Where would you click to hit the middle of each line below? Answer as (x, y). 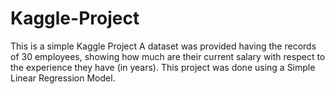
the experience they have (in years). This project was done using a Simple (163, 67)
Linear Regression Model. (63, 78)
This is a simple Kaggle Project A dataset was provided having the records (163, 46)
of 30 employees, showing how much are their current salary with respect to (168, 56)
